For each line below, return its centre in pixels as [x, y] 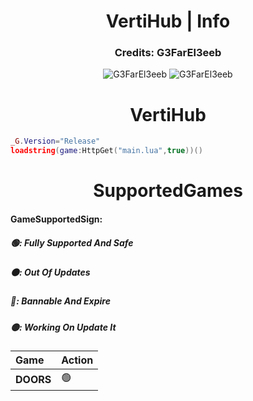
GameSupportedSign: [56, 219]
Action [77, 360]
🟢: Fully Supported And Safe [72, 242]
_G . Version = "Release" [55, 141]
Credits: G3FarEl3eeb [168, 53]
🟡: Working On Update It [63, 327]
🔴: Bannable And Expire [60, 301]
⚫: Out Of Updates [50, 272]
